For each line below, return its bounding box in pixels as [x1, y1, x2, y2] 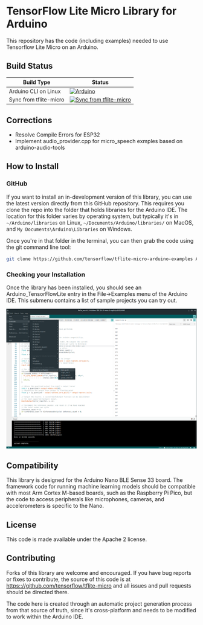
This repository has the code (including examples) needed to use [6, 37, 169, 44]
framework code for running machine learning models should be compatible [6, 483, 196, 490]
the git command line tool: [6, 243, 71, 251]
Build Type [23, 79, 51, 86]
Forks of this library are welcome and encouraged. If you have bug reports [6, 569, 192, 576]
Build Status [6, 61, 53, 71]
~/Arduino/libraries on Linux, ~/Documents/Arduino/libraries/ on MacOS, [6, 219, 194, 226]
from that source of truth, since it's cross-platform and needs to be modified [6, 606, 196, 614]
